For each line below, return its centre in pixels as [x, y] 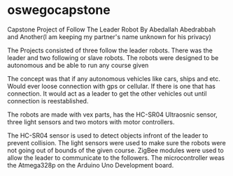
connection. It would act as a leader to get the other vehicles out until [107, 94]
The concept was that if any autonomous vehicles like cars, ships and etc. [114, 78]
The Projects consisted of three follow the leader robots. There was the [110, 50]
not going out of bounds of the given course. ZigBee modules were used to [115, 150]
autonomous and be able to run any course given [78, 65]
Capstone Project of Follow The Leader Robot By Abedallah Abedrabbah [111, 29]
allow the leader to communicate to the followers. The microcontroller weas [116, 157]
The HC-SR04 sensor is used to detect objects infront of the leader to [108, 135]
